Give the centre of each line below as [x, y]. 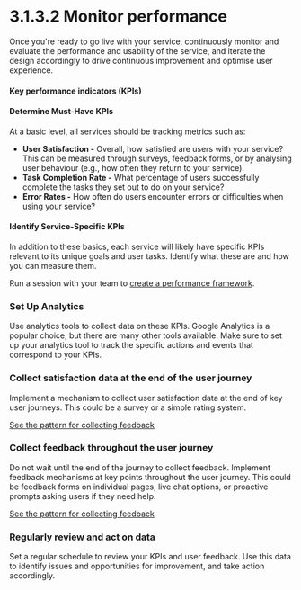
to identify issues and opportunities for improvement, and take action [137, 566]
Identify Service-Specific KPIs [67, 227]
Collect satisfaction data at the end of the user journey [131, 378]
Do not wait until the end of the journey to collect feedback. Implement [140, 467]
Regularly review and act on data [82, 537]
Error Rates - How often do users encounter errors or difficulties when [153, 196]
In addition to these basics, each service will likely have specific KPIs [137, 246]
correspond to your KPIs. [56, 355]
